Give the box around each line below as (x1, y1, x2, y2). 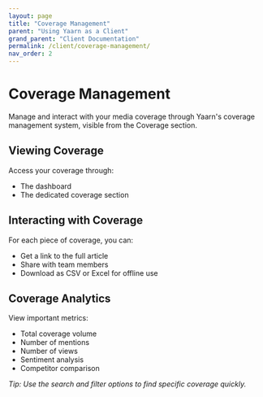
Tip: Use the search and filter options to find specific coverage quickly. (8, 379, 247, 389)
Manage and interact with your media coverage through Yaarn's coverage (8, 111, 256, 121)
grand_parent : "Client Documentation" (8, 34, 140, 43)
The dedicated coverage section (19, 190, 129, 199)
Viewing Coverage (8, 144, 104, 158)
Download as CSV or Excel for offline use (19, 268, 158, 277)
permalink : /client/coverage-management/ (8, 42, 151, 50)
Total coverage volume (19, 329, 97, 338)
